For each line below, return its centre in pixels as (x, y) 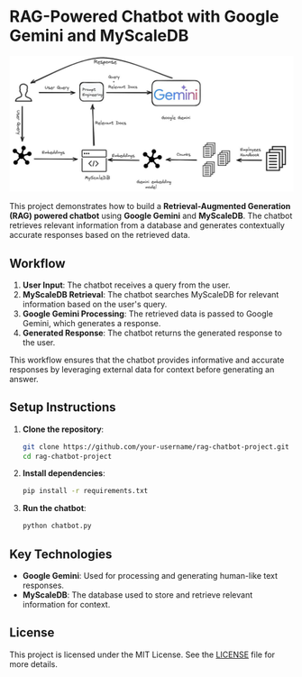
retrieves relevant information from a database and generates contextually (147, 225)
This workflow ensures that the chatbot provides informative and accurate (147, 360)
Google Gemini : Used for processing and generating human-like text (150, 576)
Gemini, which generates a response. (92, 323)
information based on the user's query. (95, 304)
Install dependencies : (64, 473)
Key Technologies (61, 554)
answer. (24, 379)
